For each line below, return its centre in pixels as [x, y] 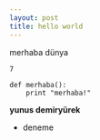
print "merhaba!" [59, 93]
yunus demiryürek [45, 109]
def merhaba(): [38, 85]
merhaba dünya [39, 52]
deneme [38, 127]
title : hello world [46, 26]
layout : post [34, 18]
